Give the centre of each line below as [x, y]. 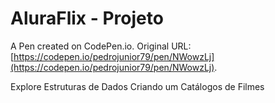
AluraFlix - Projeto [87, 18]
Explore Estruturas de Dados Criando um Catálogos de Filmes [137, 86]
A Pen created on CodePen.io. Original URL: [101, 46]
